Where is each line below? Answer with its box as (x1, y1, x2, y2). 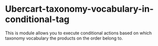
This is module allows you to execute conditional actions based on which (5, 30, 152, 36)
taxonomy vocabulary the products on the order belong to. (5, 35, 123, 41)
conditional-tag (5, 14, 70, 25)
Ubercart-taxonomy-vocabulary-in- (5, 3, 154, 15)
